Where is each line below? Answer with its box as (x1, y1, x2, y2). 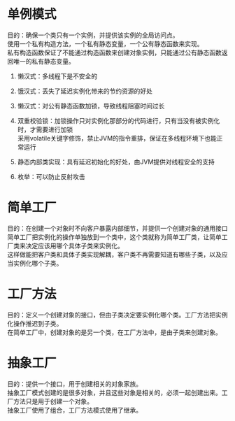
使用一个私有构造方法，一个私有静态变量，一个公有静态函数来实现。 (7, 39, 204, 48)
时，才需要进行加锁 (17, 125, 73, 134)
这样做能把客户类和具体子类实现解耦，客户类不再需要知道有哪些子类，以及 (7, 250, 222, 259)
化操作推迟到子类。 (7, 319, 63, 327)
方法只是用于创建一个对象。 (13, 397, 93, 406)
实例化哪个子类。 (13, 259, 63, 267)
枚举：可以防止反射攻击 (17, 172, 85, 180)
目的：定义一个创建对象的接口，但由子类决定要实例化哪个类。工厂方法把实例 (7, 311, 228, 319)
